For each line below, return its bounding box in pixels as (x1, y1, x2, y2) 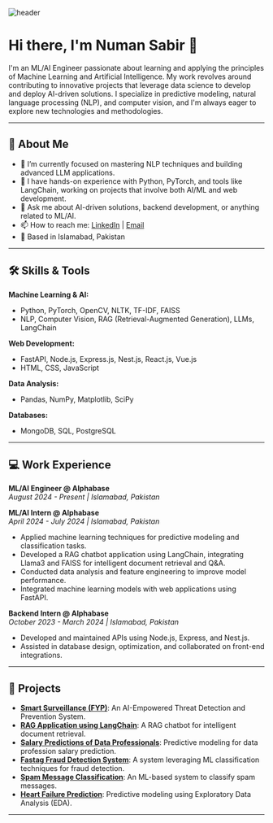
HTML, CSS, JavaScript (19, 363, 100, 372)
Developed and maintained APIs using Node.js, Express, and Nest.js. (19, 633, 250, 642)
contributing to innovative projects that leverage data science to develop (8, 80, 251, 89)
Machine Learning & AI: (8, 290, 89, 299)
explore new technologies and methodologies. (8, 106, 163, 115)
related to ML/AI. (19, 211, 76, 220)
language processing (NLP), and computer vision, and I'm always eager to (8, 98, 257, 107)
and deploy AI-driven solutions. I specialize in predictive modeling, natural (8, 89, 256, 98)
